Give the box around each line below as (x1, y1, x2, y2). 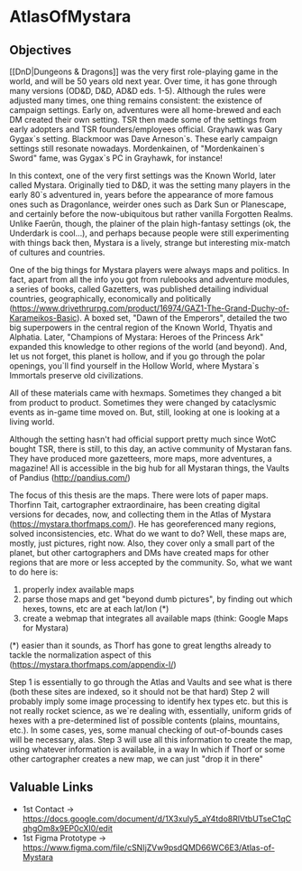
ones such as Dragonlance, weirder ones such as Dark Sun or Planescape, (9, 199, 287, 210)
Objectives (9, 42, 72, 58)
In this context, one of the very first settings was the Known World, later (9, 170, 277, 181)
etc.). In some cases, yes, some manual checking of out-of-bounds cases (9, 725, 284, 735)
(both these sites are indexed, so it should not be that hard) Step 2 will (9, 687, 270, 697)
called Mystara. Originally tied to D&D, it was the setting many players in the (9, 180, 291, 191)
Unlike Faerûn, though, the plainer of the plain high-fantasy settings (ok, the (9, 219, 291, 229)
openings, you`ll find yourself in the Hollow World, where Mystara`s (9, 361, 260, 371)
